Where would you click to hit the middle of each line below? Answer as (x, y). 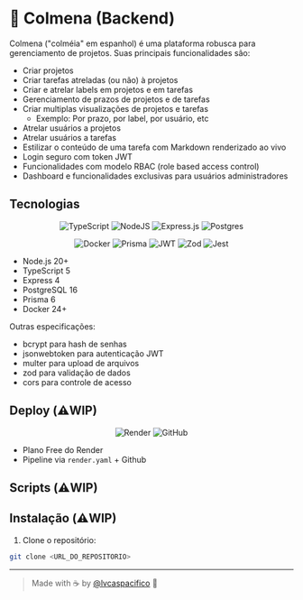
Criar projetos (48, 70)
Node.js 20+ (46, 261)
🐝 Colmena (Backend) (92, 18)
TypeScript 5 (46, 271)
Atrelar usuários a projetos (72, 128)
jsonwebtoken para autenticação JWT (93, 353)
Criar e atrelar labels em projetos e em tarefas (108, 89)
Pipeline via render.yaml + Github (84, 459)
